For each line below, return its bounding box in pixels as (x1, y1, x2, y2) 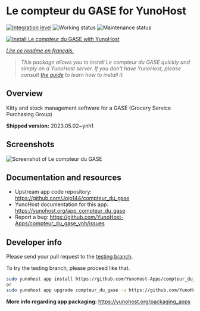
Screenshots (6, 139, 55, 150)
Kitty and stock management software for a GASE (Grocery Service (6, 104, 171, 111)
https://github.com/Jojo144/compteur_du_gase (14, 195, 130, 202)
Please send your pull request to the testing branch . (6, 253, 133, 260)
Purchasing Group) (6, 110, 52, 117)
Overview (6, 88, 43, 99)
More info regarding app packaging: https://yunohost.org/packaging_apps (6, 298, 191, 305)
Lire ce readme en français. (6, 46, 74, 54)
